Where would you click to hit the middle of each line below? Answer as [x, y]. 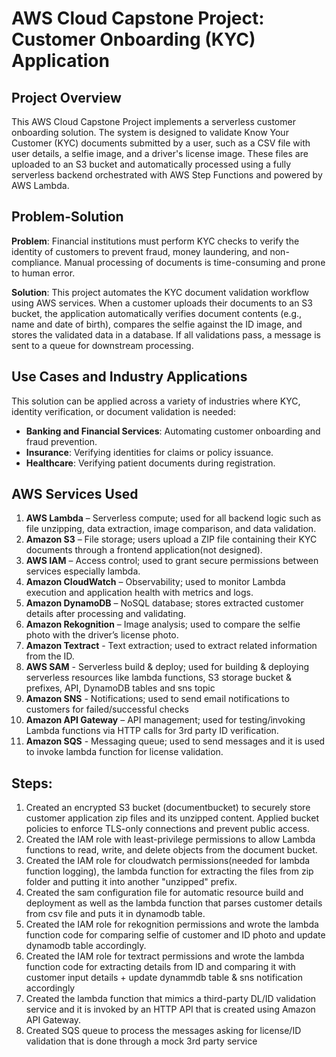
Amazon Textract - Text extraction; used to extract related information [171, 646]
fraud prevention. [61, 441]
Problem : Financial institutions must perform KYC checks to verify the [155, 241]
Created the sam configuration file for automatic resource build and [164, 893]
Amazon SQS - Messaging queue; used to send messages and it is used [175, 741]
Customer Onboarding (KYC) [133, 39]
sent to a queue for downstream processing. [102, 345]
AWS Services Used [75, 494]
